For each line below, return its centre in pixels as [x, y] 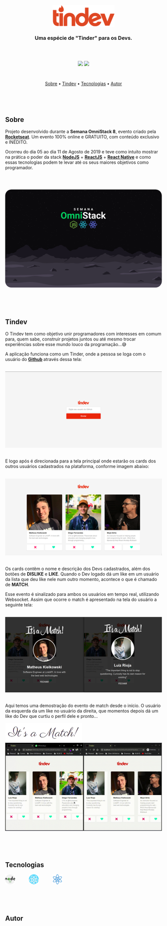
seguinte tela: [19, 605]
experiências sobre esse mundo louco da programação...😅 [66, 345]
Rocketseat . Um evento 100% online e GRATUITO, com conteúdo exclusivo [82, 137]
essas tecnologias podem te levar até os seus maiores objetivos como [77, 162]
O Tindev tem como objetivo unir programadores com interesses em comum [83, 334]
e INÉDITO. [16, 142]
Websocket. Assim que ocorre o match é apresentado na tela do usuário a [81, 599]
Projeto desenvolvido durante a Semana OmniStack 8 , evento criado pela [81, 131]
